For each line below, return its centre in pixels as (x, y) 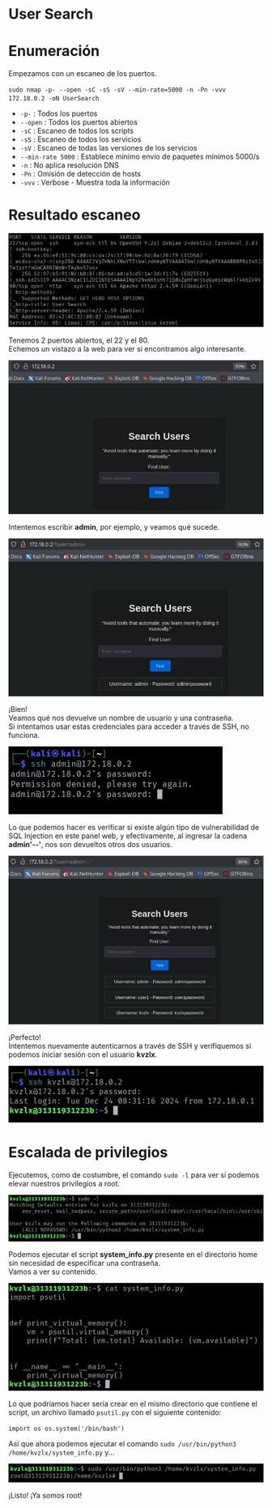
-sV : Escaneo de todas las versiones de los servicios (108, 148)
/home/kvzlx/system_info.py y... (62, 1453)
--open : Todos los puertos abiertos (79, 122)
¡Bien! (18, 709)
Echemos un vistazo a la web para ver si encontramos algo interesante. (127, 349)
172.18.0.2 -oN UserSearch (54, 99)
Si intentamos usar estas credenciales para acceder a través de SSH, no (129, 726)
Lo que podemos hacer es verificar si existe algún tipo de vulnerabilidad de (134, 827)
